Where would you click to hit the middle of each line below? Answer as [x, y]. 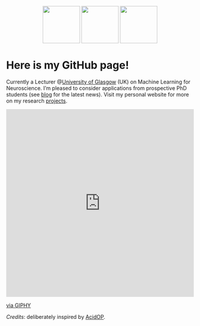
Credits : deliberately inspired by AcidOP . [56, 316]
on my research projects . [37, 101]
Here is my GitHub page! [68, 65]
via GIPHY [19, 305]
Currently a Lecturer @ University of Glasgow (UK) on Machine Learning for [98, 82]
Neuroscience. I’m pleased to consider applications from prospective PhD [97, 88]
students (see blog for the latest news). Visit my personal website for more [98, 94]
